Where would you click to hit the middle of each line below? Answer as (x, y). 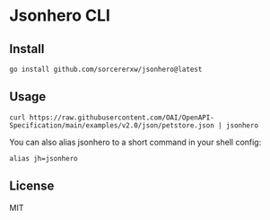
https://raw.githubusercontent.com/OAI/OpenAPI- (122, 118)
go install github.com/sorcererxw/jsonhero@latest (106, 69)
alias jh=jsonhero (44, 158)
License (32, 186)
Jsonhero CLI (60, 16)
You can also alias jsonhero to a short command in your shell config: (135, 142)
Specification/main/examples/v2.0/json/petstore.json (112, 125)
